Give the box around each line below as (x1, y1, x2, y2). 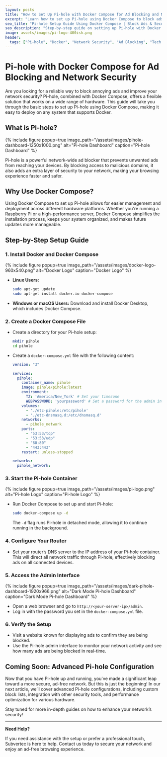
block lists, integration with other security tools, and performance (5, 691, 139, 697)
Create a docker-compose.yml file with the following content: (12, 352, 134, 358)
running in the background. (12, 525, 68, 531)
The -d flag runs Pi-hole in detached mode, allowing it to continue (12, 520, 148, 526)
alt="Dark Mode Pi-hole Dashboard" (62, 588, 136, 594)
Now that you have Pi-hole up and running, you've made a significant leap (5, 675, 157, 681)
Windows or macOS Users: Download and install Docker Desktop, (12, 300, 149, 306)
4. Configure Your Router (5, 537, 67, 544)
